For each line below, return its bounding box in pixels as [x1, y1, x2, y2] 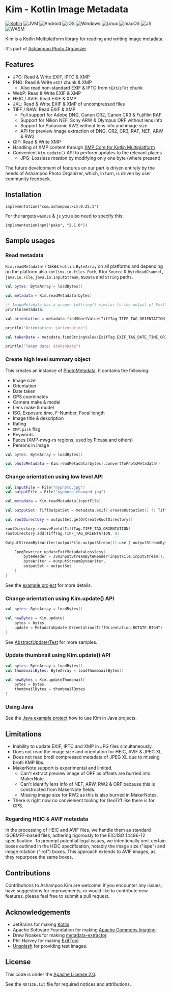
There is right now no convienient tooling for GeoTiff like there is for [12, 798, 155, 804]
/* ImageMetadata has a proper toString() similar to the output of [5, 302, 154, 307]
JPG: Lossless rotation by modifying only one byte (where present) [20, 155, 161, 161]
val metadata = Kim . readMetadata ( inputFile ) [5, 499, 101, 504]
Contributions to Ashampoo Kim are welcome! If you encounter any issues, [5, 882, 162, 889]
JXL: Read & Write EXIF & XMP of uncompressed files [12, 101, 125, 107]
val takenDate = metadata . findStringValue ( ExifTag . [5, 334, 117, 339]
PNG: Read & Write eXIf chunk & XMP [12, 79, 92, 85]
